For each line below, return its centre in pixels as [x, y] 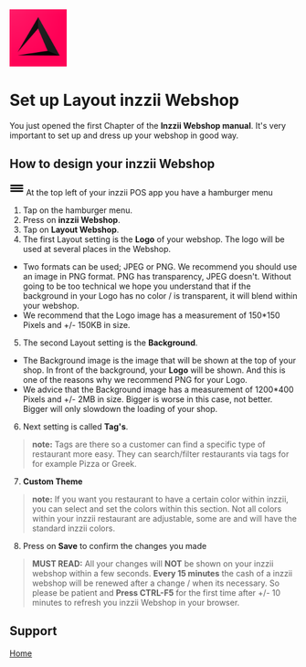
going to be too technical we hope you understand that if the [137, 286]
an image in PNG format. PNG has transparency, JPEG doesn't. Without [157, 276]
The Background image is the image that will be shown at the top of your [159, 360]
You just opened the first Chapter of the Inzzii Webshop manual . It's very [148, 125]
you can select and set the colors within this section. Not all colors [157, 508]
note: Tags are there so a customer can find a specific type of [148, 444]
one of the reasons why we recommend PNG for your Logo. [135, 379]
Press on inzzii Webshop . [71, 219]
